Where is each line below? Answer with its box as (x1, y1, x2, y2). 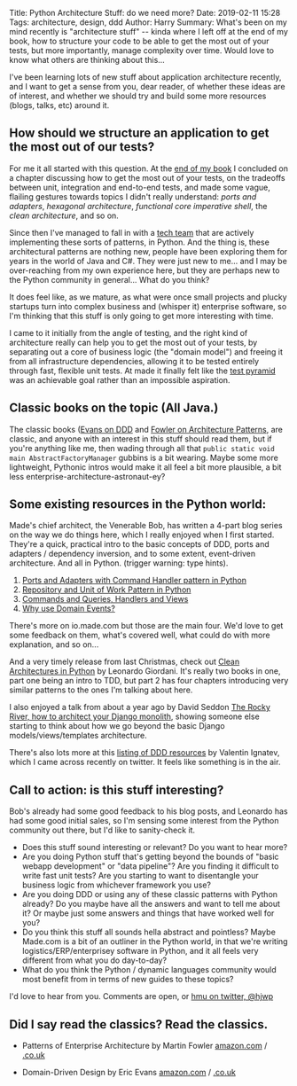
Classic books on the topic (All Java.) (9, 401, 219, 416)
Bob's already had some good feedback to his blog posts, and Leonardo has (9, 806, 288, 816)
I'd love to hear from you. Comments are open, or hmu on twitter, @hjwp (9, 991, 274, 1002)
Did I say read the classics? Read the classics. (9, 1017, 269, 1032)
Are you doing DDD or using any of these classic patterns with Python (21, 889, 277, 900)
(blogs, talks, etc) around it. (9, 100, 110, 110)
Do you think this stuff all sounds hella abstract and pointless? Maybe (21, 926, 277, 938)
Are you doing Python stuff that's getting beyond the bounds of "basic (21, 851, 279, 863)
